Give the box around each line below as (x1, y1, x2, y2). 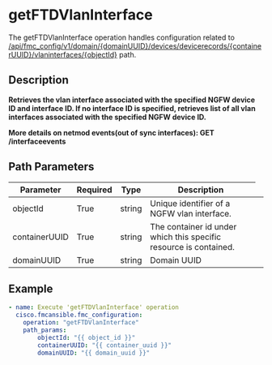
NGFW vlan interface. (149, 208, 232, 219)
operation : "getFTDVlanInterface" (23, 319, 139, 327)
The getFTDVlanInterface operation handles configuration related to (8, 32, 235, 42)
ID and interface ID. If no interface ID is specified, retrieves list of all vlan (8, 103, 257, 113)
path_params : (23, 326, 67, 334)
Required (76, 184, 113, 195)
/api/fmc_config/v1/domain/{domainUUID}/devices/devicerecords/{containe (8, 41, 261, 50)
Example (8, 281, 53, 295)
